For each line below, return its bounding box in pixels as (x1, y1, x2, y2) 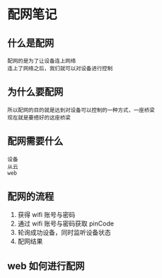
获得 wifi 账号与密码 (17, 211, 76, 219)
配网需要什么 (7, 135, 64, 148)
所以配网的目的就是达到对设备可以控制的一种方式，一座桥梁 (7, 106, 155, 113)
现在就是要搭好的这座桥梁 (7, 114, 71, 121)
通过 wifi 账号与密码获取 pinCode (17, 219, 115, 228)
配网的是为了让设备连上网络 (7, 57, 76, 65)
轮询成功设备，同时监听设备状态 (17, 228, 111, 237)
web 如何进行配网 (7, 260, 85, 272)
